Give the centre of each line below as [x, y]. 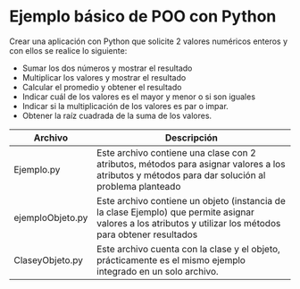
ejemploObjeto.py [51, 217]
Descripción [192, 138]
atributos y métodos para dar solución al [181, 174]
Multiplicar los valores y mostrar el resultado [104, 77]
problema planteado [139, 186]
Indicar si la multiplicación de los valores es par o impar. [125, 106]
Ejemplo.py [37, 169]
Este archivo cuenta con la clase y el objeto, [189, 249]
